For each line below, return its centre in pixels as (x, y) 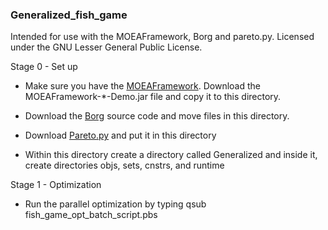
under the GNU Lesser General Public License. (106, 47)
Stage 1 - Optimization (56, 185)
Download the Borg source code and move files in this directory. (157, 116)
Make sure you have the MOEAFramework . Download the (142, 86)
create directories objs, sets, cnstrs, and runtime (124, 165)
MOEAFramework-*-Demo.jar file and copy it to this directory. (153, 97)
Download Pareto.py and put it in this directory (120, 135)
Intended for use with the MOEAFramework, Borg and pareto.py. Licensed (162, 37)
